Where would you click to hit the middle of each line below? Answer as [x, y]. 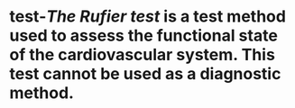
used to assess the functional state [143, 36]
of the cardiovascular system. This [142, 55]
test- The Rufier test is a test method [148, 17]
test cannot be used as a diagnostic [145, 74]
